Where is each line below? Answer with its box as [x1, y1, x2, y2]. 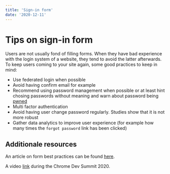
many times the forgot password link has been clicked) [12, 125, 127, 131]
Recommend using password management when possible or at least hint [12, 87, 165, 94]
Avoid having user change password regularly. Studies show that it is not [12, 109, 165, 115]
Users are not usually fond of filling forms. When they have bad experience [5, 51, 162, 57]
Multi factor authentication [12, 103, 69, 110]
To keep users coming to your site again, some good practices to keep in [5, 61, 158, 67]
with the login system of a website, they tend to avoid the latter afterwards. [5, 56, 162, 62]
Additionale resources [5, 140, 77, 149]
